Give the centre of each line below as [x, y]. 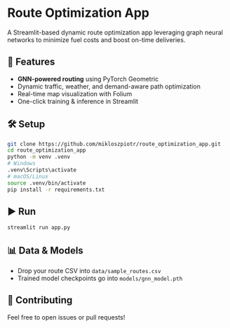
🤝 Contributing [40, 300]
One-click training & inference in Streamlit [78, 101]
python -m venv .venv [39, 157]
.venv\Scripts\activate [42, 170]
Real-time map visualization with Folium [75, 93]
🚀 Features [31, 62]
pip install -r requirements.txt [56, 190]
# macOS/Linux [28, 176]
